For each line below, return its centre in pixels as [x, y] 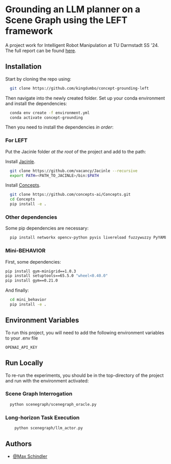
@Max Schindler [30, 456]
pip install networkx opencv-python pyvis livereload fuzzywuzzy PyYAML [89, 238]
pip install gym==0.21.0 [32, 281]
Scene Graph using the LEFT [66, 20]
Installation [23, 67]
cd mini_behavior [28, 300]
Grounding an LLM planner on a [73, 9]
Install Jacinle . [20, 161]
